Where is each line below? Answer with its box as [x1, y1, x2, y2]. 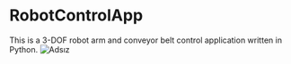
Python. [9, 44, 39, 54]
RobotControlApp [9, 5, 144, 26]
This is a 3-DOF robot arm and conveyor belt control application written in [9, 35, 283, 45]
